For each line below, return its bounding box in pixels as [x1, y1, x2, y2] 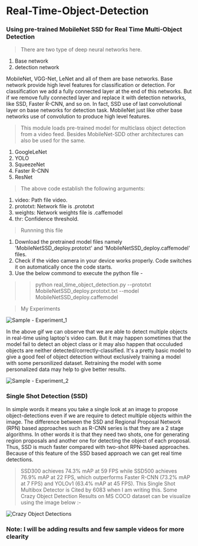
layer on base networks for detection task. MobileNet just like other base [6, 106, 183, 114]
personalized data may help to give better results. [6, 366, 127, 373]
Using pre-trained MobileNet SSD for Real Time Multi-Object [6, 25, 183, 34]
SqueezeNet [14, 161, 45, 168]
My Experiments [20, 305, 61, 312]
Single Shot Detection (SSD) [6, 392, 88, 400]
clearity [6, 532, 29, 541]
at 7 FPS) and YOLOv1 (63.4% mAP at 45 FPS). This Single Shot [20, 480, 176, 487]
